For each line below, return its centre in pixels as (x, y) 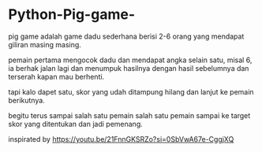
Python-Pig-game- (72, 15)
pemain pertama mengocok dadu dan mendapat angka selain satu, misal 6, (130, 60)
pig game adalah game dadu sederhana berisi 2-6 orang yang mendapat (126, 36)
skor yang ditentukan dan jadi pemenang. (76, 124)
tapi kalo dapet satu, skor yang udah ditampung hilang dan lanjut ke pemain (131, 91)
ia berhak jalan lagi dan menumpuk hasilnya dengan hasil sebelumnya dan (129, 68)
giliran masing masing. (45, 44)
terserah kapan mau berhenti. (56, 76)
